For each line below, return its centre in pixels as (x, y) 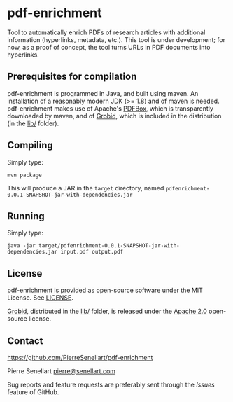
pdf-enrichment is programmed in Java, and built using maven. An (103, 93)
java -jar (22, 246)
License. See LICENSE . (40, 298)
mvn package (24, 175)
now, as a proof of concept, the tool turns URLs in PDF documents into (109, 47)
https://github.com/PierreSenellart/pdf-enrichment (80, 358)
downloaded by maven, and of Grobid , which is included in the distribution (114, 116)
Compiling (30, 145)
